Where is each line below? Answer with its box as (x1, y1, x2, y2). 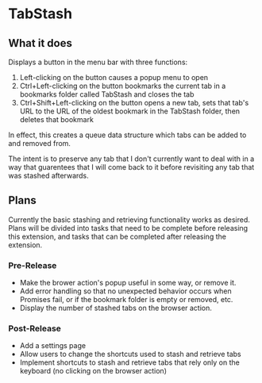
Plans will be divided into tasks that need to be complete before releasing (8, 223, 249, 232)
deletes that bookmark (19, 115, 94, 124)
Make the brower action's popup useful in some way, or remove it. (19, 278, 237, 288)
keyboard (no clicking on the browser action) (19, 366, 167, 376)
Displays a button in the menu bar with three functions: (8, 57, 188, 67)
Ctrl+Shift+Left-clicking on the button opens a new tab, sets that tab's (19, 98, 249, 107)
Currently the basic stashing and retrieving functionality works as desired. (8, 215, 250, 224)
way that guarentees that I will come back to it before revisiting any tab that (8, 163, 255, 171)
